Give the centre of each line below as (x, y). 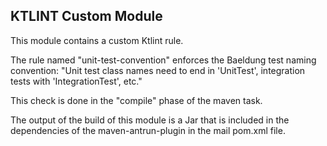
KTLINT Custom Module (86, 16)
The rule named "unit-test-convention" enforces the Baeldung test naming (163, 60)
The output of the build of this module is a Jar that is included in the (150, 120)
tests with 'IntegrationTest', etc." (76, 81)
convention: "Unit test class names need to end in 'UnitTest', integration (158, 70)
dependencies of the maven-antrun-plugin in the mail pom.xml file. (148, 130)
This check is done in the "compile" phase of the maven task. (136, 100)
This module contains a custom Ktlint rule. (97, 40)
